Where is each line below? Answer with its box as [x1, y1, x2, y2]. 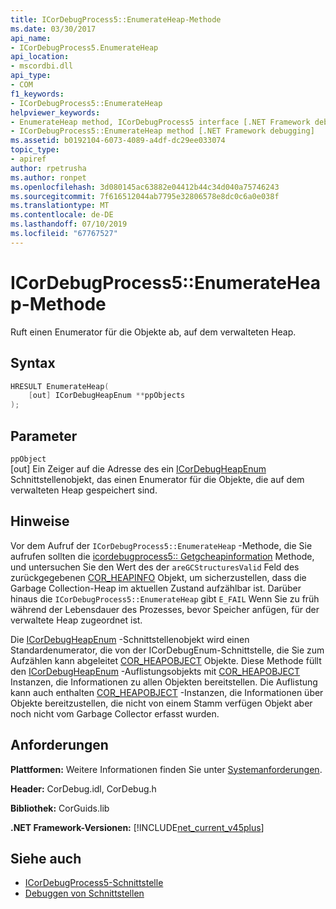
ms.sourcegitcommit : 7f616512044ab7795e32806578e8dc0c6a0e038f [10, 191, 280, 201]
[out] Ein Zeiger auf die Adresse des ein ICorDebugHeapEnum [10, 462, 267, 475]
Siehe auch [10, 850, 82, 867]
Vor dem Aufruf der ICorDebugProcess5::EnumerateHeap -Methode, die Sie [10, 539, 313, 551]
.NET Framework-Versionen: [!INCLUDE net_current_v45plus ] [10, 821, 265, 833]
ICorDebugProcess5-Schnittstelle [24, 877, 164, 889]
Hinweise [10, 513, 70, 530]
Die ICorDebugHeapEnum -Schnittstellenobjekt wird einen [10, 633, 250, 645]
